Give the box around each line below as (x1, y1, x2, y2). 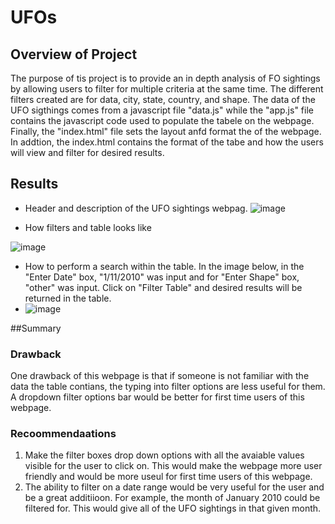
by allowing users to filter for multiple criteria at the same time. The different (10, 83, 324, 95)
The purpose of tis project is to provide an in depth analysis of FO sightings (10, 72, 321, 84)
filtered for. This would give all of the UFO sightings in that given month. (24, 502, 322, 515)
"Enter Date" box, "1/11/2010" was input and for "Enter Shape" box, (24, 271, 300, 283)
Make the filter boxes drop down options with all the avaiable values (24, 449, 305, 461)
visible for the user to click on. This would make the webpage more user (24, 460, 323, 472)
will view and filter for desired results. (10, 147, 165, 158)
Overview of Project (10, 46, 138, 63)
